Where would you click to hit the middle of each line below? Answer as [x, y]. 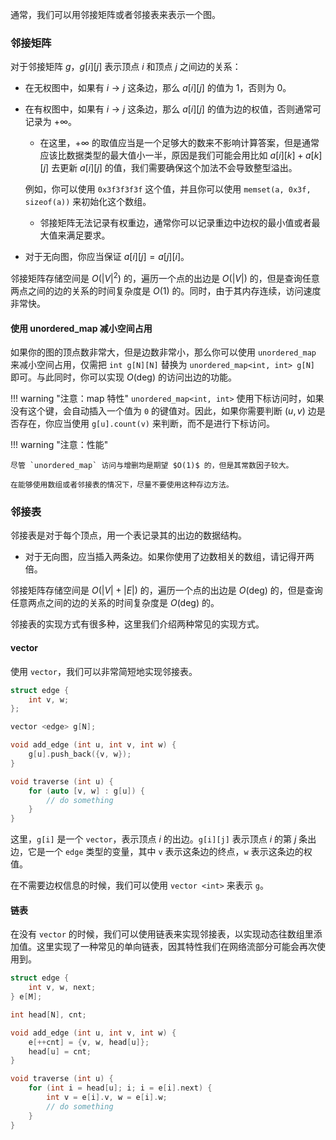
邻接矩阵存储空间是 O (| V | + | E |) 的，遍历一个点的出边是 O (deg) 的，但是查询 [166, 590]
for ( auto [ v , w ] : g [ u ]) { [86, 791]
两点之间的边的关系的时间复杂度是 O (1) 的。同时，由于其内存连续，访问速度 [166, 290]
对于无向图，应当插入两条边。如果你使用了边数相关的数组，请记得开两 [169, 557]
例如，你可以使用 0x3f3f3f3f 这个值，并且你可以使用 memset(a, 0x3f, [168, 189]
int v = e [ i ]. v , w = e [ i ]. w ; [107, 1098]
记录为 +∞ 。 [51, 122]
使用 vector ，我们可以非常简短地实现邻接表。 [104, 671]
